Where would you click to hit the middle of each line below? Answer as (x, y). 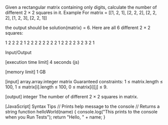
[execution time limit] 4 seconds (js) (42, 62)
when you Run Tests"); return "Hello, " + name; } (55, 117)
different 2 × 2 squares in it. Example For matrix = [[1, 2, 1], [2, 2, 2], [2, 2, (81, 13)
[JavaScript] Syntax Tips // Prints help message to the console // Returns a (82, 106)
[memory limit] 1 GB (26, 72)
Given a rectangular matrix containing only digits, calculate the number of (81, 7)
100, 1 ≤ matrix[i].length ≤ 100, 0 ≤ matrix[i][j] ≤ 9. (56, 87)
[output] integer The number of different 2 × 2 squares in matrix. (72, 97)
